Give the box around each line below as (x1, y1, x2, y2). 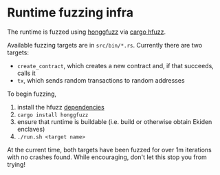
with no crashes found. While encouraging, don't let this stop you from (7, 153, 208, 161)
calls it (16, 69, 36, 77)
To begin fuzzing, (7, 90, 57, 98)
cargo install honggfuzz (16, 112, 89, 119)
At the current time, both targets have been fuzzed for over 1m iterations (7, 145, 212, 154)
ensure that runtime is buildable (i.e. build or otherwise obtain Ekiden (16, 117, 212, 125)
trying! (7, 160, 26, 168)
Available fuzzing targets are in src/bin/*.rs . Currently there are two (7, 41, 203, 49)
